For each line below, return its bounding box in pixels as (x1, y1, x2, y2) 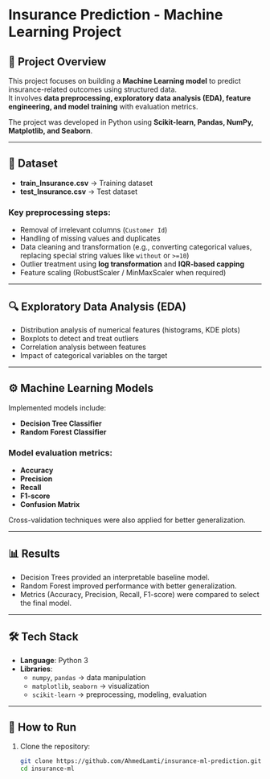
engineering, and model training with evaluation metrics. (8, 102, 198, 111)
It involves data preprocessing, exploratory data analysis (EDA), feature (8, 93, 252, 102)
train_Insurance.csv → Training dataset (19, 178, 153, 188)
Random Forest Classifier (19, 427, 107, 436)
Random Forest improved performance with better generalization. (19, 581, 237, 591)
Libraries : (19, 664, 53, 674)
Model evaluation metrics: (8, 447, 112, 458)
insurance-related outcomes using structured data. (8, 84, 178, 94)
